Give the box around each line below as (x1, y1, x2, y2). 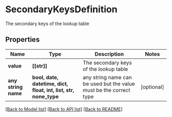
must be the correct (82, 86, 131, 93)
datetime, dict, (32, 80, 68, 87)
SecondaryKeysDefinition (5, 4, 118, 15)
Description (94, 50, 124, 57)
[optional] (140, 83, 164, 90)
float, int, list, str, (32, 86, 74, 93)
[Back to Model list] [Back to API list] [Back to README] (5, 106, 123, 112)
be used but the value (82, 80, 135, 87)
